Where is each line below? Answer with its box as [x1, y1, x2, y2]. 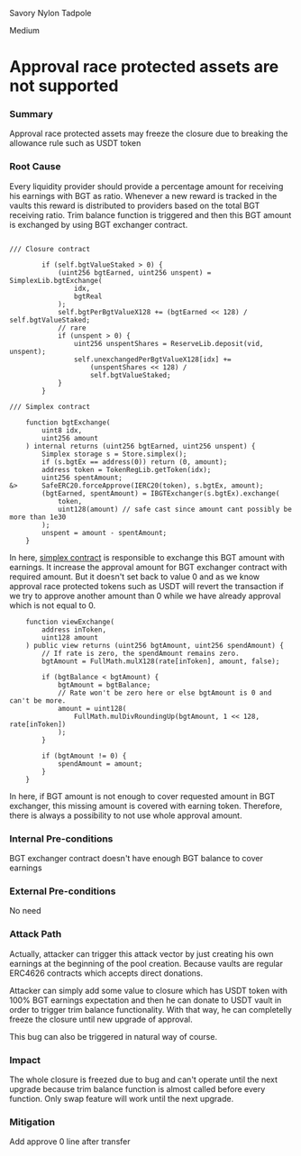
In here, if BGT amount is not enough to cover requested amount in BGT [9, 790, 276, 801]
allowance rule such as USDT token [9, 138, 141, 149]
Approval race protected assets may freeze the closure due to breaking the [9, 128, 288, 139]
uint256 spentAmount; [41, 473, 123, 482]
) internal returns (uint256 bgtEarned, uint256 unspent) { [25, 441, 256, 451]
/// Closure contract [9, 244, 91, 253]
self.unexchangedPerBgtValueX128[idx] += [73, 355, 232, 364]
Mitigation [9, 1115, 56, 1128]
